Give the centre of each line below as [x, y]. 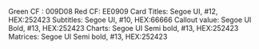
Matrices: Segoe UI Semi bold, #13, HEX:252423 [88, 36]
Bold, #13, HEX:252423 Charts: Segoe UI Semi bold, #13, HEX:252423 [124, 28]
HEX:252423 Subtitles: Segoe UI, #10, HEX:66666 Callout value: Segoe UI [130, 20]
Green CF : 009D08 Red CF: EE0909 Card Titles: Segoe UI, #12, [113, 11]
